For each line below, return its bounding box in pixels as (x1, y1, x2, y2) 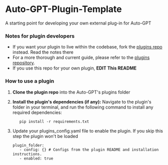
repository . (12, 60, 35, 66)
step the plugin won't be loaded (12, 133, 79, 139)
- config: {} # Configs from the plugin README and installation (19, 147, 159, 152)
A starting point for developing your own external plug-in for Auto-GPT (5, 20, 151, 26)
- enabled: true (19, 156, 54, 161)
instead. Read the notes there (12, 49, 74, 55)
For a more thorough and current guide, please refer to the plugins (12, 54, 150, 60)
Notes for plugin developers (5, 32, 75, 39)
